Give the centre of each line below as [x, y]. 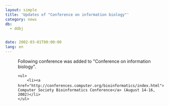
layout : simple [21, 10]
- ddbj [17, 29]
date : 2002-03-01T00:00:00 [33, 42]
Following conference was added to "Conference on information [84, 61]
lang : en [14, 47]
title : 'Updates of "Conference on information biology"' [67, 15]
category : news [21, 19]
